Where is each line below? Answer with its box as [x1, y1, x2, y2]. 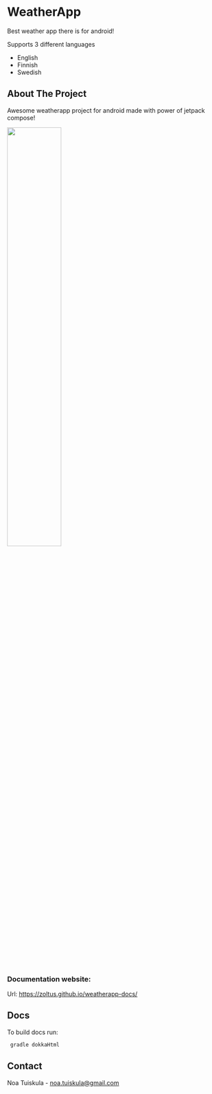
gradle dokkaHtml [10, 1041, 60, 1048]
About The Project [7, 88, 87, 100]
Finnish [16, 60, 38, 69]
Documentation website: [7, 974, 91, 983]
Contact [7, 1060, 43, 1072]
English [16, 53, 38, 62]
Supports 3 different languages [7, 40, 95, 48]
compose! [7, 113, 36, 122]
